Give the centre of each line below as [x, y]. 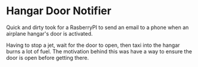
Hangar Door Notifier [59, 11]
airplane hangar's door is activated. [50, 33]
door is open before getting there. [48, 58]
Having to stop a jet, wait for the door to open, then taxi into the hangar [93, 45]
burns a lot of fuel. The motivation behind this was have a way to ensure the [99, 51]
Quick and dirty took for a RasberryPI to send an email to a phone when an [98, 27]
